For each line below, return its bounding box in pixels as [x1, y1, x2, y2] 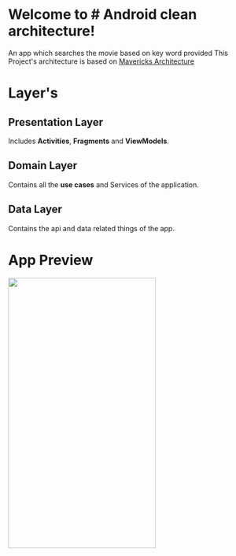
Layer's [8, 84, 58, 102]
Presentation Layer [8, 116, 104, 129]
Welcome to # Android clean [8, 6, 197, 24]
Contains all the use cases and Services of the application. [8, 179, 199, 190]
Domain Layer [8, 159, 78, 172]
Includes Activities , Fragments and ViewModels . [8, 136, 169, 145]
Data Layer [8, 203, 63, 216]
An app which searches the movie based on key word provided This [8, 48, 228, 57]
